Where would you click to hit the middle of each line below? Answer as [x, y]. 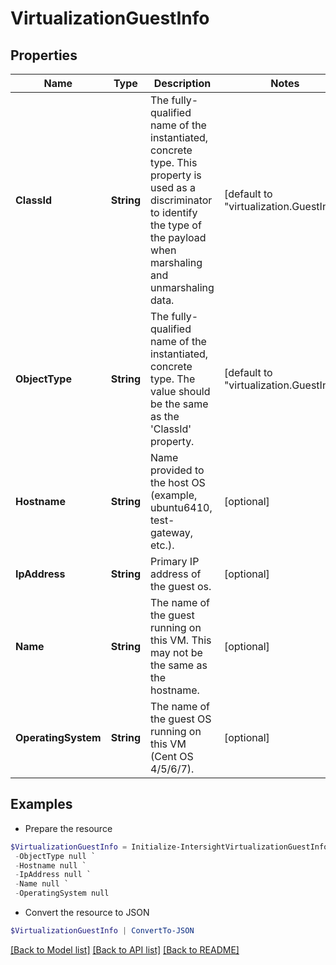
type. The [173, 379]
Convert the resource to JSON [87, 913]
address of [176, 574]
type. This [174, 162]
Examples [41, 804]
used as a [173, 187]
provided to [177, 470]
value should [180, 391]
